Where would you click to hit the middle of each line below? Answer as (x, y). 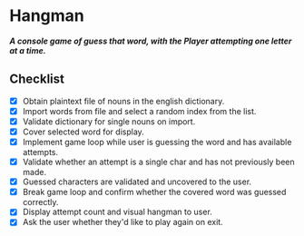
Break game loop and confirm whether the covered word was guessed (154, 192)
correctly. (40, 202)
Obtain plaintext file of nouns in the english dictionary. (123, 101)
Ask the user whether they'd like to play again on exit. (123, 222)
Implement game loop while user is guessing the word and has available (157, 142)
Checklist (37, 79)
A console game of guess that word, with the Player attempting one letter (151, 41)
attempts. (40, 152)
